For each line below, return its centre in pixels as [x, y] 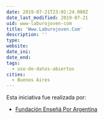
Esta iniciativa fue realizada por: [46, 98]
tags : [13, 63]
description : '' [27, 35]
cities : [16, 74]
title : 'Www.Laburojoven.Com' [45, 29]
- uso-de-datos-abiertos [43, 69]
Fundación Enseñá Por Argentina [56, 109]
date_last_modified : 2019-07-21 [47, 18]
